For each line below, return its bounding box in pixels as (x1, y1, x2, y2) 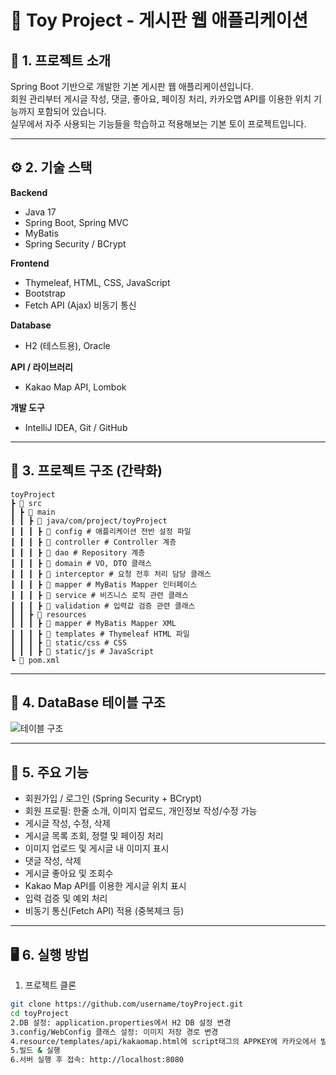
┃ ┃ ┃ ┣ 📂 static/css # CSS (10, 637, 128, 648)
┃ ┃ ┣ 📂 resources (10, 609, 87, 620)
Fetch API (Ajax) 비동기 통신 (24, 299, 137, 311)
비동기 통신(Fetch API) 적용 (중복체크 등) (24, 905, 185, 917)
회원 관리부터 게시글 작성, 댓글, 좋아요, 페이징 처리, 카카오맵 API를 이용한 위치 (10, 93, 312, 105)
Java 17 (24, 206, 57, 218)
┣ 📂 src (10, 498, 43, 508)
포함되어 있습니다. (36, 106, 107, 117)
